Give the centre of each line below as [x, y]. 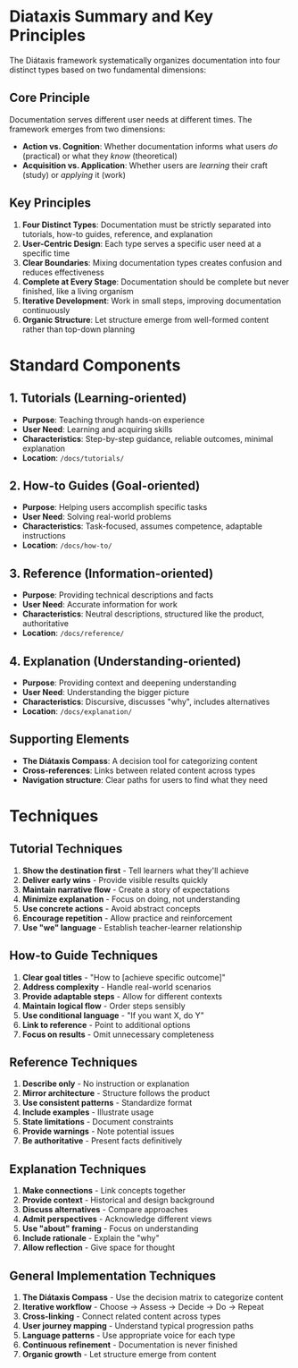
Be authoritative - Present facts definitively [102, 1141]
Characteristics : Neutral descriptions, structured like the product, [143, 614]
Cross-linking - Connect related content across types [121, 1316]
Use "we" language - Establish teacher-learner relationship [132, 927]
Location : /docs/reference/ [73, 633]
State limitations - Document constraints [98, 1122]
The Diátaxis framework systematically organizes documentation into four [145, 60]
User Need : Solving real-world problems [97, 517]
